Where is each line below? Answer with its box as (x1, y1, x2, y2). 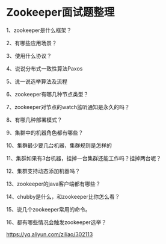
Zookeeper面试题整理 (6, 5, 115, 19)
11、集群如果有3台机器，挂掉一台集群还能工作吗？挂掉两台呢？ (6, 154, 162, 161)
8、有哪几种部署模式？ (6, 116, 63, 124)
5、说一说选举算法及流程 (6, 78, 68, 85)
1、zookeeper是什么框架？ (6, 27, 72, 34)
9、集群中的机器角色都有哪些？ (6, 129, 84, 136)
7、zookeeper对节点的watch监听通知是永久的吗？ (6, 103, 130, 110)
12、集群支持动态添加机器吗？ (6, 167, 81, 175)
